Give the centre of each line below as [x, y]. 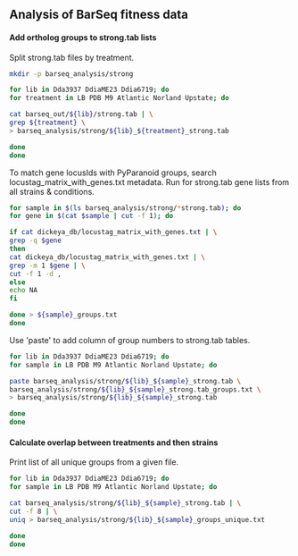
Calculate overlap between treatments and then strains [114, 442]
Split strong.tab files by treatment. [72, 57]
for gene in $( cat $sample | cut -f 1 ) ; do [91, 216]
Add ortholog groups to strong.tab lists [83, 37]
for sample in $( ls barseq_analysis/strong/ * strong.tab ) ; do [125, 208]
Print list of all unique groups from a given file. [94, 462]
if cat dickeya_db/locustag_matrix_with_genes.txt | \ [113, 232]
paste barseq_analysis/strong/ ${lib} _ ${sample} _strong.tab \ [125, 381]
